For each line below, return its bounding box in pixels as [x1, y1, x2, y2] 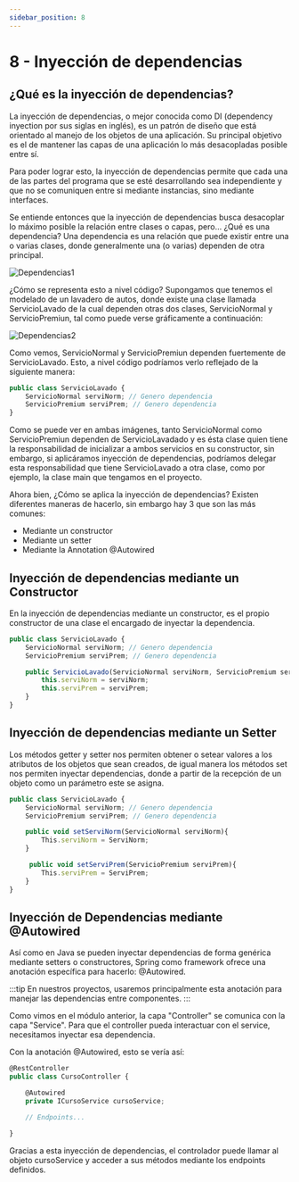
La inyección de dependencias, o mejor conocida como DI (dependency [9, 111, 273, 121]
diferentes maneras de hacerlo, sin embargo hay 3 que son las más [9, 499, 256, 510]
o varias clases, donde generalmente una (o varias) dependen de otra [9, 240, 265, 251]
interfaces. [9, 194, 49, 205]
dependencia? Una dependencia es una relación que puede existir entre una [9, 230, 289, 241]
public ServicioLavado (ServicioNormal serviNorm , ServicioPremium [25, 667, 277, 677]
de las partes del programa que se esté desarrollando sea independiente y [9, 175, 283, 186]
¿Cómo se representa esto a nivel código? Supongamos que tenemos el [9, 284, 273, 295]
